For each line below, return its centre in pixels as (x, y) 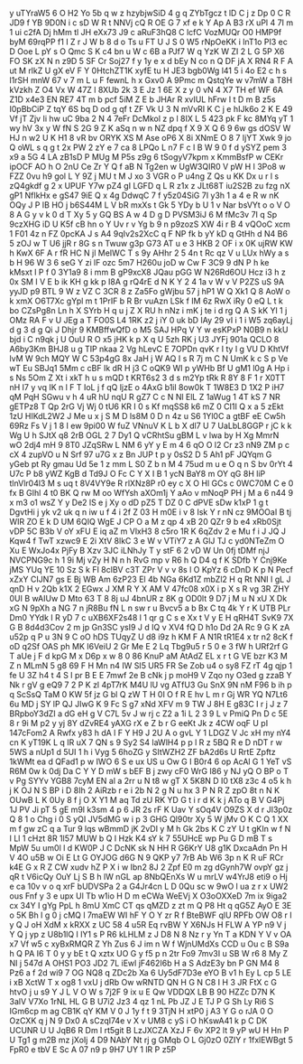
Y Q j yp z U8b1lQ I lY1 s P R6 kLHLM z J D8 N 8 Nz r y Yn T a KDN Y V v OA (151, 934)
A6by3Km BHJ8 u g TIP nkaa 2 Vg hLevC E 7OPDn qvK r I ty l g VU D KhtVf (149, 349)
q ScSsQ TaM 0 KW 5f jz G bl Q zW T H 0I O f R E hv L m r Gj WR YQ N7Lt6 (149, 694)
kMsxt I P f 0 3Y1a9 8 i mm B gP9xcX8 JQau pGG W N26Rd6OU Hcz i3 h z (148, 272)
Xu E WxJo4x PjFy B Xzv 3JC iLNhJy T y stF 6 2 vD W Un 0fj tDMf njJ (140, 551)
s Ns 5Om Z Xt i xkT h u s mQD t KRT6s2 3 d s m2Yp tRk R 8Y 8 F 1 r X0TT (147, 378)
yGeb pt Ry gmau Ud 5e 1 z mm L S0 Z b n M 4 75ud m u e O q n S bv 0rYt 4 (151, 464)
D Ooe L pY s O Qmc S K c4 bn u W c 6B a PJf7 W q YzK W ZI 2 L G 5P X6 (147, 51)
